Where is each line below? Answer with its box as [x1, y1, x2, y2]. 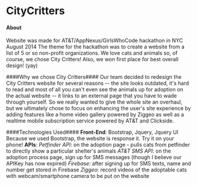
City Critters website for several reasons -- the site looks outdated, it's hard [6, 80, 189, 87]
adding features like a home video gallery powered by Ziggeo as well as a [6, 111, 184, 118]
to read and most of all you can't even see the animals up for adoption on [6, 86, 183, 93]
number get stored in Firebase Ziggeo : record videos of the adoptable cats [6, 166, 187, 173]
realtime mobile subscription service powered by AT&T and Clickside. [6, 117, 175, 124]
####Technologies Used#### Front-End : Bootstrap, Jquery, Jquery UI [6, 128, 179, 136]
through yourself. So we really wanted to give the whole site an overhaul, [6, 98, 183, 105]
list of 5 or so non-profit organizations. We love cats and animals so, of [6, 49, 178, 57]
